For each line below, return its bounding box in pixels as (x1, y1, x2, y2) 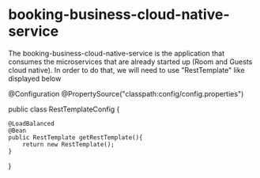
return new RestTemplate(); (22, 140, 115, 148)
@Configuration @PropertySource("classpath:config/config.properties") (8, 89, 244, 98)
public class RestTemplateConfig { (8, 104, 120, 114)
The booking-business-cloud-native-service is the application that (8, 48, 225, 58)
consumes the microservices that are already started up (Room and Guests (8, 57, 253, 66)
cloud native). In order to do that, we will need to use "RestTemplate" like (8, 65, 245, 74)
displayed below (8, 74, 62, 83)
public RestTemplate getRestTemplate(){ (8, 133, 144, 142)
